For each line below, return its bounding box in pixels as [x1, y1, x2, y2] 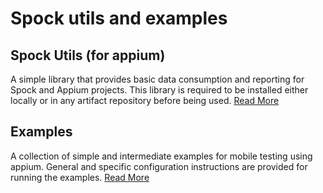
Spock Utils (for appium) [10, 47, 166, 64]
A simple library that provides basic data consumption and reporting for [10, 73, 305, 85]
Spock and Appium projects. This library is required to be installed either [10, 84, 309, 96]
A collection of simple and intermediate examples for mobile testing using [10, 150, 313, 162]
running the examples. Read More [10, 171, 150, 183]
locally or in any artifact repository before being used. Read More [10, 95, 280, 106]
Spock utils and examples [10, 7, 228, 30]
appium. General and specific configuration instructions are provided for [10, 160, 308, 172]
